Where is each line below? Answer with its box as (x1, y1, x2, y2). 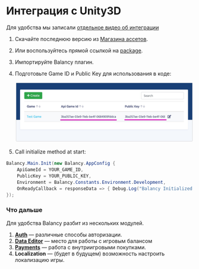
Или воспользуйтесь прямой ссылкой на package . (14, 46, 143, 54)
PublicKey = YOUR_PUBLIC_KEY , (17, 173, 92, 179)
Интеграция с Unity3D (6, 4, 122, 18)
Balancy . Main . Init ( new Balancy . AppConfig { (6, 161, 116, 167)
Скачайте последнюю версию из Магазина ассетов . (14, 35, 149, 42)
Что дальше (6, 206, 43, 214)
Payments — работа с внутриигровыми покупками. (14, 243, 147, 251)
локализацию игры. (14, 256, 65, 263)
